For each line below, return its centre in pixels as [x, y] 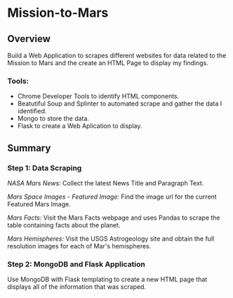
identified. [32, 111]
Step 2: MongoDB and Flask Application [76, 264]
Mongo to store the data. [53, 119]
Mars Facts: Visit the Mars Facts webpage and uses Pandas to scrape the [114, 218]
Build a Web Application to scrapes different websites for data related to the [117, 55]
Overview [29, 39]
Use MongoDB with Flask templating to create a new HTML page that [107, 279]
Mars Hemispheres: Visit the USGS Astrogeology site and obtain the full [111, 239]
